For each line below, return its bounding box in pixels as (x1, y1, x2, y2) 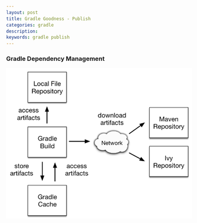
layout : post (6, 9, 38, 15)
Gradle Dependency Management (6, 55, 105, 63)
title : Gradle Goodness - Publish (6, 15, 91, 22)
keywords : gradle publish (6, 34, 70, 41)
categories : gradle (6, 22, 54, 28)
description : (6, 28, 38, 34)
